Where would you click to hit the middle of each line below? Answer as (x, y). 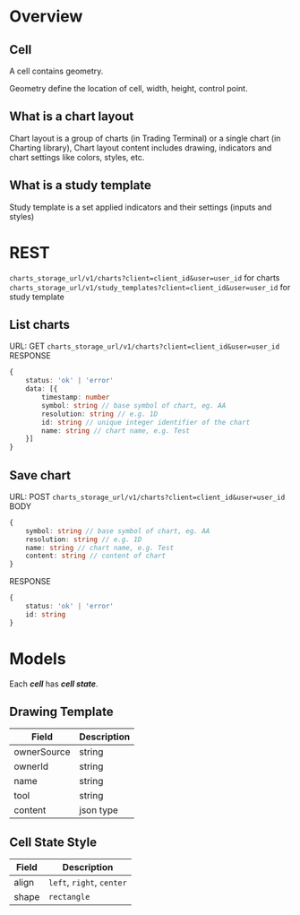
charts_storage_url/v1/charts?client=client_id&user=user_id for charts (145, 277)
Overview (46, 17)
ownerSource (42, 752)
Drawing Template (61, 712)
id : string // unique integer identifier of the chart (146, 422)
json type (99, 810)
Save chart (40, 475)
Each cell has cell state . (54, 684)
